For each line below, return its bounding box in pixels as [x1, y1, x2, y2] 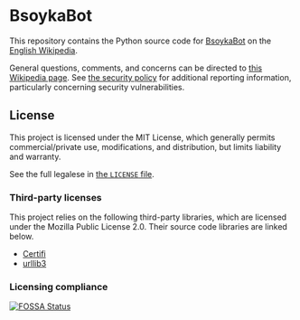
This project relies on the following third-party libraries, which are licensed [9, 212, 287, 222]
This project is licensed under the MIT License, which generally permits [9, 132, 276, 143]
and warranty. [9, 151, 61, 162]
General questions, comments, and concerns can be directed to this [9, 62, 263, 73]
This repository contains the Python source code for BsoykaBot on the [9, 35, 272, 46]
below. [9, 231, 34, 242]
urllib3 [22, 259, 47, 269]
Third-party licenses [9, 191, 102, 203]
